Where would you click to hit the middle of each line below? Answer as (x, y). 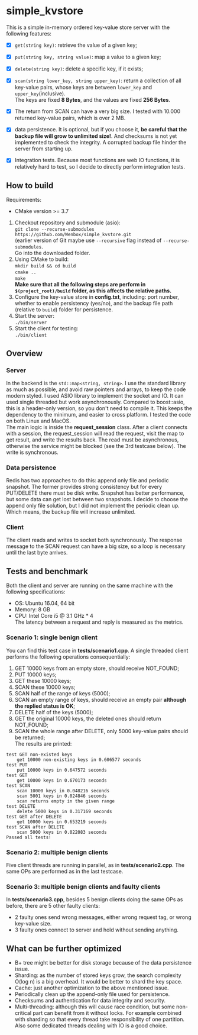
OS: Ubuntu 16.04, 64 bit (45, 603)
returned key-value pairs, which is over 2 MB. (70, 118)
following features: (29, 33)
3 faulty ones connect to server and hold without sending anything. (97, 930)
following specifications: (36, 592)
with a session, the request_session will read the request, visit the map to (95, 433)
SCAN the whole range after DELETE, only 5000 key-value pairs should (101, 731)
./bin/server (31, 323)
